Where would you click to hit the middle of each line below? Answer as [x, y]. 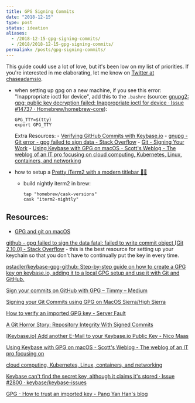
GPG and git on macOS [42, 231]
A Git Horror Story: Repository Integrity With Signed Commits [80, 324]
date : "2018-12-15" [30, 17]
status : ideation [27, 28]
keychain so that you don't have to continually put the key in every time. [93, 255]
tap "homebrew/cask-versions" [60, 194]
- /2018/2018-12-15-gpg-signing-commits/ [63, 45]
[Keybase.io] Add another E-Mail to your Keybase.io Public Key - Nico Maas [97, 336]
